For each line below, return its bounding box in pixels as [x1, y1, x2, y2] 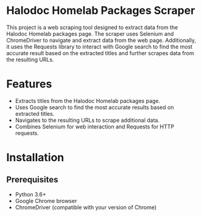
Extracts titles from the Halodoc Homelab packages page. [15, 97, 161, 104]
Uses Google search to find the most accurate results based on [15, 104, 175, 111]
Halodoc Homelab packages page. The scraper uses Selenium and [6, 30, 174, 37]
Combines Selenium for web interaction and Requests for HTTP [15, 122, 175, 130]
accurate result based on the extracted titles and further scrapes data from [6, 49, 195, 56]
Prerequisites [6, 175, 58, 185]
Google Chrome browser [15, 197, 77, 204]
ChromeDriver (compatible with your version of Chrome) [15, 204, 157, 211]
